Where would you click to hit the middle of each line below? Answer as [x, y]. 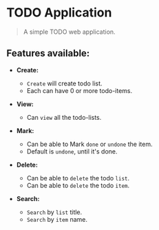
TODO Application [59, 13]
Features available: [48, 53]
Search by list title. [54, 212]
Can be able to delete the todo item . [78, 185]
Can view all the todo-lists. [64, 117]
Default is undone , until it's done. [72, 151]
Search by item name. [57, 219]
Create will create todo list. [64, 83]
